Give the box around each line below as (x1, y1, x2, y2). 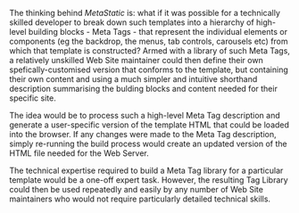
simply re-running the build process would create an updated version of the (9, 138, 287, 149)
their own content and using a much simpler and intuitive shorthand (9, 74, 258, 84)
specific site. (9, 93, 56, 103)
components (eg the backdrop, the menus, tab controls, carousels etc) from (9, 36, 288, 46)
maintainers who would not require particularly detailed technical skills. (9, 193, 270, 204)
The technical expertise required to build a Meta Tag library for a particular (9, 165, 284, 176)
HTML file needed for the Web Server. (9, 148, 149, 159)
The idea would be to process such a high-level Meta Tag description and (9, 111, 281, 120)
